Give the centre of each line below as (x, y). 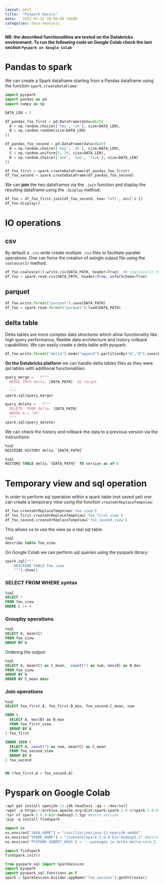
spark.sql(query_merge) (29, 395)
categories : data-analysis (32, 23)
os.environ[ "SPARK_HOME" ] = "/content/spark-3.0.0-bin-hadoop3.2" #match (82, 838)
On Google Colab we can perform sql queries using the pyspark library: (77, 552)
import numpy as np (25, 104)
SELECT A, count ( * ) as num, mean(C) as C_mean (58, 747)
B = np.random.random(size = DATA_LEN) (48, 131)
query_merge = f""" (27, 377)
